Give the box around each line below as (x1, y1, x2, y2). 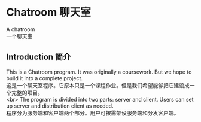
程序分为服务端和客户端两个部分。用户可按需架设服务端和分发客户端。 (6, 109, 179, 117)
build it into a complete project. (6, 74, 83, 81)
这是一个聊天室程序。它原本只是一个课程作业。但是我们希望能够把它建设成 (6, 81, 190, 89)
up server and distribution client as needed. (6, 102, 114, 109)
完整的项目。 (11, 89, 43, 96)
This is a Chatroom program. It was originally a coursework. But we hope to (6, 68, 192, 75)
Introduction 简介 (6, 52, 71, 62)
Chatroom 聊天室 (6, 5, 91, 19)
